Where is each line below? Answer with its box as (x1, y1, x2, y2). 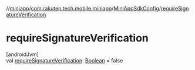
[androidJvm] (6, 51, 39, 58)
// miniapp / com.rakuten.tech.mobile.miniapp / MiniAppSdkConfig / (6, 5, 162, 12)
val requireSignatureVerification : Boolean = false (6, 57, 123, 64)
